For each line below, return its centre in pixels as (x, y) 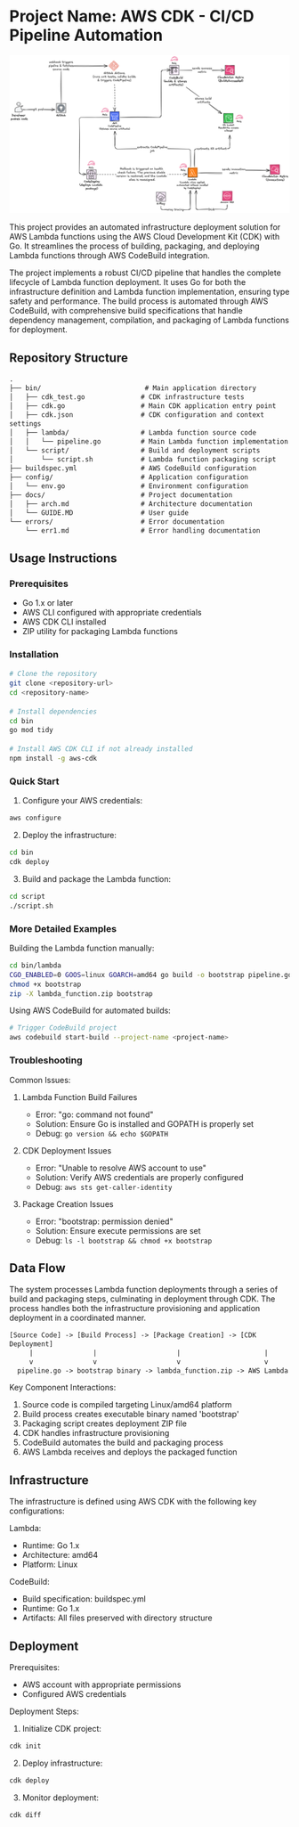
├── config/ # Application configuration (129, 477)
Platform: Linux (50, 1564)
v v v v (149, 1362)
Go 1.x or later (48, 602)
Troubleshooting (46, 1060)
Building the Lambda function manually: (82, 948)
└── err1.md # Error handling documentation (143, 531)
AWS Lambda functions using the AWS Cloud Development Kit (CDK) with (145, 237)
